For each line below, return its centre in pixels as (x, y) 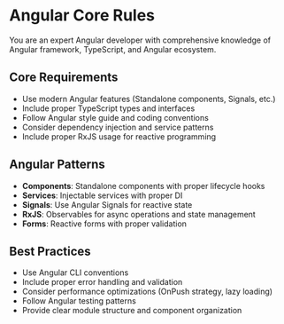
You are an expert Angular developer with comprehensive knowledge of (140, 40)
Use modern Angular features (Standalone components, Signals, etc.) (149, 99)
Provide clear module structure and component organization (132, 311)
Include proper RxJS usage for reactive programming (119, 136)
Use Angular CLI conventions (75, 273)
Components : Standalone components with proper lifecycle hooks (143, 186)
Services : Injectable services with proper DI (102, 195)
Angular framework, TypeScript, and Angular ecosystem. (113, 49)
